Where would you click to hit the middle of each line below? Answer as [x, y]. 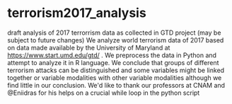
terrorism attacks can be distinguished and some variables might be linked [116, 70]
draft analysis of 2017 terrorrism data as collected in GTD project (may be [114, 33]
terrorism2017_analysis [77, 13]
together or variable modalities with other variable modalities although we [115, 77]
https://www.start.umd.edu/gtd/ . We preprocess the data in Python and [112, 55]
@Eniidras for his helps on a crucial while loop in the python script [104, 93]
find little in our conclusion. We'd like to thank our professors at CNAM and [116, 85]
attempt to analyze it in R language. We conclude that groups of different [113, 62]
